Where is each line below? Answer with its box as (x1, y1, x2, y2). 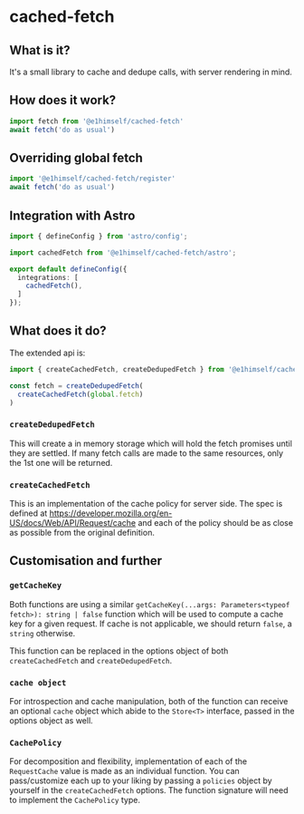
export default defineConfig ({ (9, 265, 128, 274)
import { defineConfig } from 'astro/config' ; (9, 231, 188, 241)
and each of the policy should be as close (138, 517, 294, 528)
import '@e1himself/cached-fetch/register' (9, 174, 176, 183)
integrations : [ (17, 273, 79, 282)
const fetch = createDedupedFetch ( (9, 381, 144, 391)
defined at (9, 508, 48, 518)
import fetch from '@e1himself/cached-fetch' (9, 116, 184, 126)
